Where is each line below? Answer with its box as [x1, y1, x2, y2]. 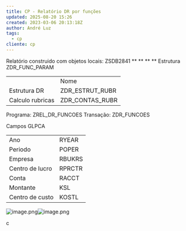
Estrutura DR [9, 86, 44, 95]
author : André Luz [6, 25, 51, 31]
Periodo [9, 145, 31, 153]
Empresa [9, 155, 34, 163]
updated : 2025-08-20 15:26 [6, 14, 72, 20]
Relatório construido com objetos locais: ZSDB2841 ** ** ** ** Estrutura [6, 57, 181, 65]
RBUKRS [59, 155, 84, 163]
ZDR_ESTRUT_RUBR [59, 86, 117, 95]
